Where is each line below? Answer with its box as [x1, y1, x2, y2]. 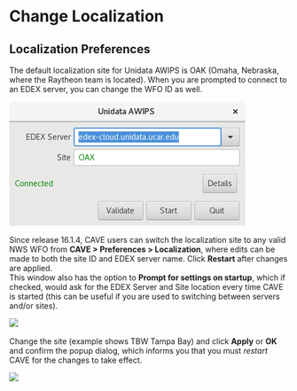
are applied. [9, 263, 53, 273]
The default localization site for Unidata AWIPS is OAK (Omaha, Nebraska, [9, 65, 279, 75]
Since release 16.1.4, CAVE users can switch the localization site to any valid [9, 235, 286, 245]
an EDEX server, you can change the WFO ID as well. [9, 84, 202, 94]
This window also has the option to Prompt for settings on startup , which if [9, 272, 286, 283]
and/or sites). [9, 301, 59, 311]
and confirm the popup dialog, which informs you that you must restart [9, 346, 269, 356]
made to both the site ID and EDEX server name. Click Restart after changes [9, 254, 288, 263]
